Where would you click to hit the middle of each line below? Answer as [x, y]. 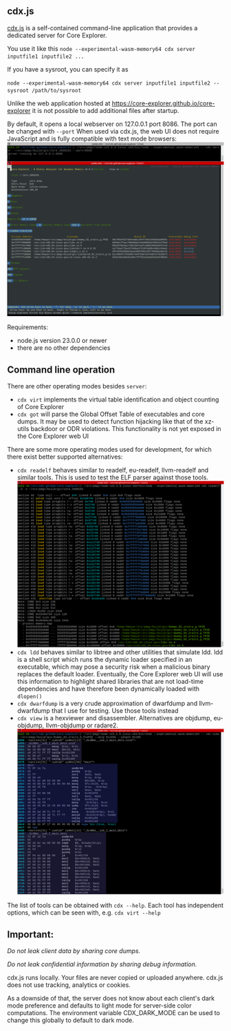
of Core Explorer [40, 407]
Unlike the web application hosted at [59, 103]
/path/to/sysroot [56, 90]
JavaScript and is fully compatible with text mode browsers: [92, 138]
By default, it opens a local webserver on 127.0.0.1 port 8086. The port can [112, 124]
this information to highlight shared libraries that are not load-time [110, 681]
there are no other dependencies [64, 348]
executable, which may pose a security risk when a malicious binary [114, 667]
